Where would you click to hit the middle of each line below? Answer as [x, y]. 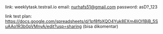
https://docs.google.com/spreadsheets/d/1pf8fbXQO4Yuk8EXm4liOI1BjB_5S [81, 21]
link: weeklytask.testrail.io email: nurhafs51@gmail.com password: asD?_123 [81, 7]
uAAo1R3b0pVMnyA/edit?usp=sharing [43, 26]
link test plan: [19, 16]
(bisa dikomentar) [101, 26]
